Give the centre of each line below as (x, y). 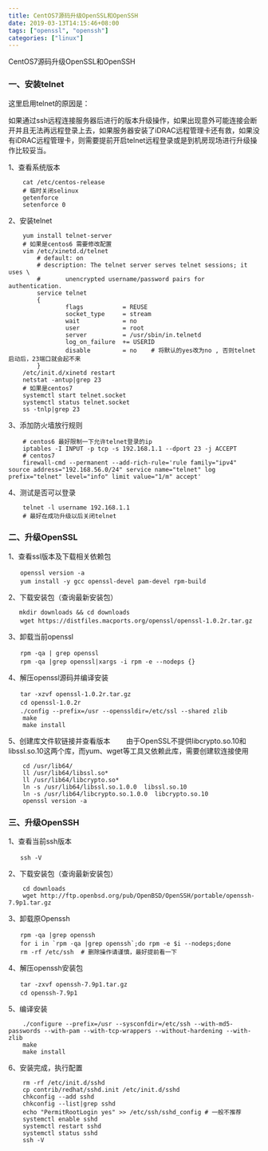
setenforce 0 (44, 204)
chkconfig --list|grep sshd (69, 1104)
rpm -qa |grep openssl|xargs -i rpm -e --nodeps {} (107, 662)
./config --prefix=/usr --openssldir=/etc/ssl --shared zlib (123, 711)
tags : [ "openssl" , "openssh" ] (59, 30)
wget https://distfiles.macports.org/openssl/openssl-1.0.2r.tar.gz (136, 621)
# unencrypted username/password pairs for (121, 279)
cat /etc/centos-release (64, 182)
